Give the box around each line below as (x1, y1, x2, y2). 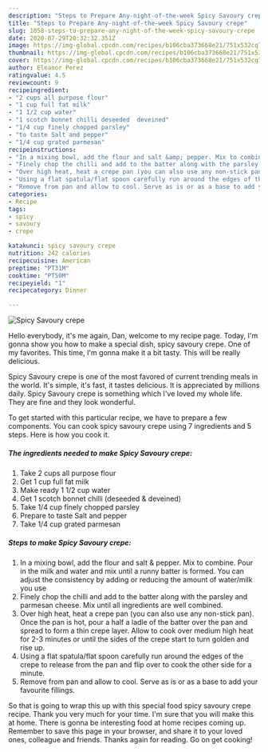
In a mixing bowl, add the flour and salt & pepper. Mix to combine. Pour (19, 558, 254, 568)
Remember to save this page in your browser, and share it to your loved (8, 726, 243, 736)
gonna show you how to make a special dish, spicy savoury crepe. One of (8, 339, 251, 349)
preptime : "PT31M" (8, 264, 69, 272)
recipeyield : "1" (8, 279, 66, 287)
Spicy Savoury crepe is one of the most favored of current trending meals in (8, 372, 258, 382)
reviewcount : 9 (8, 78, 59, 86)
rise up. (19, 643, 45, 653)
